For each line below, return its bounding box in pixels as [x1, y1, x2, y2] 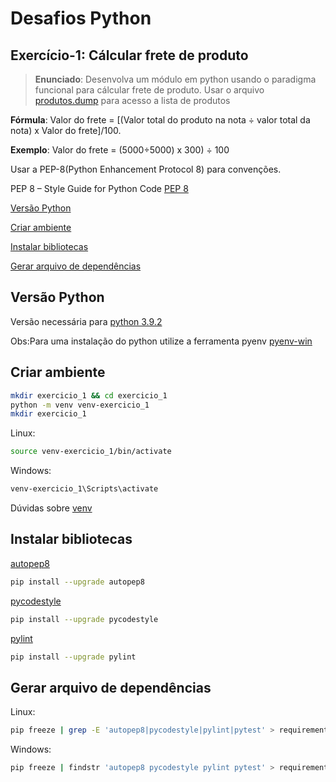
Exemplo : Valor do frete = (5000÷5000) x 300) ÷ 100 [10, 144, 230, 156]
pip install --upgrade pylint [10, 652, 137, 662]
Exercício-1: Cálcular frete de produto [10, 47, 249, 64]
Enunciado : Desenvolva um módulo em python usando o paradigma [34, 73, 317, 85]
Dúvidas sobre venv [10, 502, 93, 514]
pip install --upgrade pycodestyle [10, 614, 159, 624]
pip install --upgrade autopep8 [10, 577, 145, 587]
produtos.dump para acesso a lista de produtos [34, 95, 231, 106]
